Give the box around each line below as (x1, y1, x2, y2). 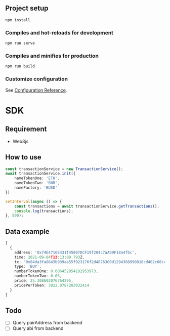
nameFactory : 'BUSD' (14, 185, 58, 190)
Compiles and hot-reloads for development (5, 29, 114, 36)
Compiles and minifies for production (5, 53, 99, 60)
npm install (5, 17, 30, 22)
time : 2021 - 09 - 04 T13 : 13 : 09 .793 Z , (14, 255, 85, 260)
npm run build (5, 64, 35, 69)
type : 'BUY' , (14, 264, 42, 269)
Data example (5, 227, 50, 236)
